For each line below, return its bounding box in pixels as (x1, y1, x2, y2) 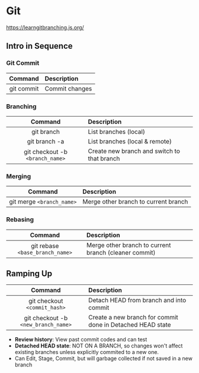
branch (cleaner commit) (86, 248, 156, 256)
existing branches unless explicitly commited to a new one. (14, 349, 159, 356)
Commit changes (44, 84, 92, 93)
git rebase (30, 242, 59, 250)
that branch (88, 154, 120, 162)
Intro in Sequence (6, 41, 73, 51)
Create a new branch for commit (88, 314, 179, 322)
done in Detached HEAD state (88, 321, 171, 329)
